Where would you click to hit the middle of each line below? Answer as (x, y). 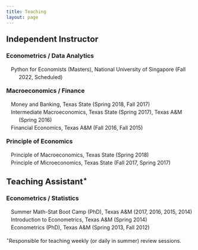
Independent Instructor (52, 39)
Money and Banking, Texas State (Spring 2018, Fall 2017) (81, 104)
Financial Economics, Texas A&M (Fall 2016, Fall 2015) (77, 127)
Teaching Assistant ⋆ (47, 180)
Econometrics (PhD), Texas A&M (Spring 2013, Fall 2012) (80, 227)
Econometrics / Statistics (43, 198)
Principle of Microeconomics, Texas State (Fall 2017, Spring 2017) (91, 162)
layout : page (22, 17)
